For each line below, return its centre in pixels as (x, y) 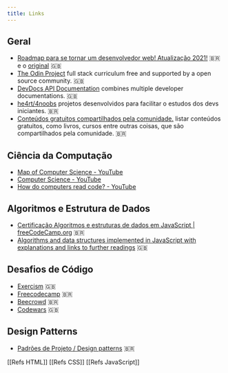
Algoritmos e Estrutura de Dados (79, 209)
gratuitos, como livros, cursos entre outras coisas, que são (100, 126)
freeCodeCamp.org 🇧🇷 (51, 232)
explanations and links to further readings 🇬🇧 (82, 248)
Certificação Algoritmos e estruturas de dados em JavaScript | (106, 225)
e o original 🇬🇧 (39, 65)
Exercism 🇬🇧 (37, 286)
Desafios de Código (50, 270)
